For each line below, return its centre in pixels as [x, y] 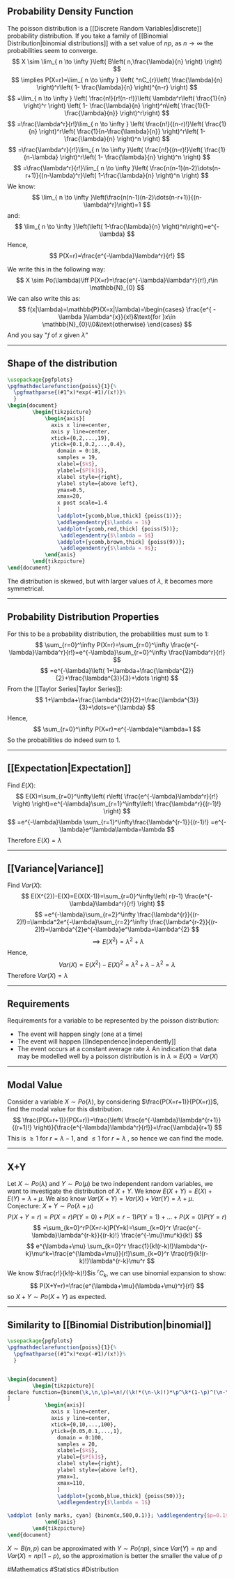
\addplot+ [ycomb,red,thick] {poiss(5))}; [118, 529]
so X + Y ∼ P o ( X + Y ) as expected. [57, 1296]
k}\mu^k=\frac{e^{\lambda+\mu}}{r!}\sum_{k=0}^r [97, 1254]
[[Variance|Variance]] [56, 868]
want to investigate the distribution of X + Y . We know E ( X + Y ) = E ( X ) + [110, 1191]
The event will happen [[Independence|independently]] [96, 1041]
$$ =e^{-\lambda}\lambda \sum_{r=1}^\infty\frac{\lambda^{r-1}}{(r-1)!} [108, 822]
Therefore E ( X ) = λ [34, 840]
